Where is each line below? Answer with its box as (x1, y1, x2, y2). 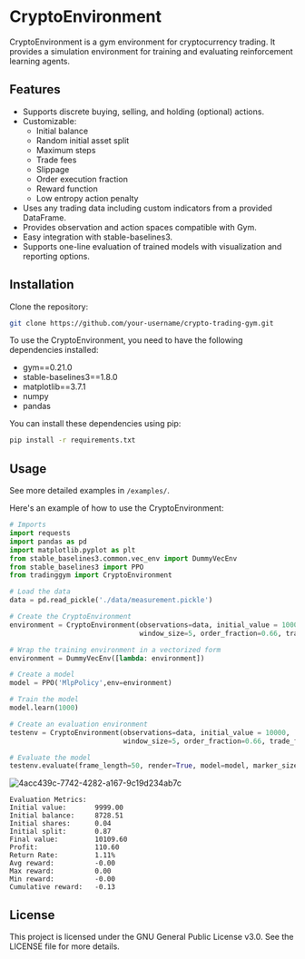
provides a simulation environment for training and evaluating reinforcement (9, 45, 293, 56)
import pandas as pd (9, 537, 88, 546)
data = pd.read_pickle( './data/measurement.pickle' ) (9, 596, 213, 605)
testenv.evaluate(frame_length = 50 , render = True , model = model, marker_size (9, 761, 299, 770)
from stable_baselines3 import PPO (9, 563, 144, 572)
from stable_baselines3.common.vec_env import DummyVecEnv (9, 553, 238, 563)
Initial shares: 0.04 (9, 819, 112, 828)
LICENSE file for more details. (9, 941, 120, 952)
